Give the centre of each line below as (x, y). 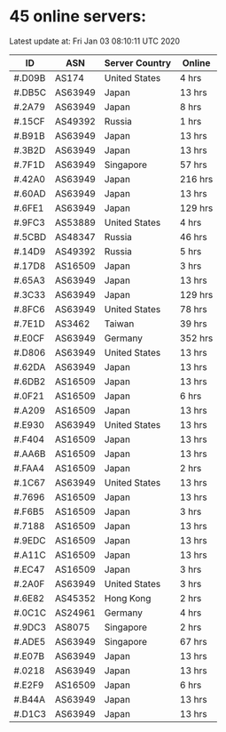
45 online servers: (78, 16)
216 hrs (197, 179)
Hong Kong (128, 598)
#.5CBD (30, 237)
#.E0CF (29, 338)
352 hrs (197, 338)
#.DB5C (30, 93)
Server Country (137, 62)
